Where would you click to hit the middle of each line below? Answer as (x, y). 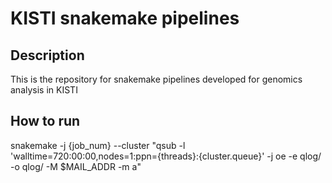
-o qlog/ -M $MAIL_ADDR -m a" (76, 166)
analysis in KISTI (44, 90)
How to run (45, 121)
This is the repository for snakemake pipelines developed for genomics (156, 79)
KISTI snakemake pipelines (125, 18)
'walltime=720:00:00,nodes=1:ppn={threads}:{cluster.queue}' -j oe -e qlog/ (166, 156)
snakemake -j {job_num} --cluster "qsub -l (98, 145)
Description (47, 55)
